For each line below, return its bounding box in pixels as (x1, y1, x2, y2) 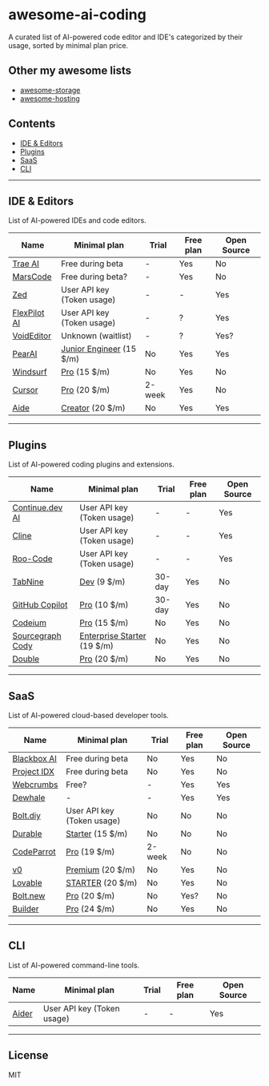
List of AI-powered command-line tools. (8, 960, 140, 970)
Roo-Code (12, 553, 54, 564)
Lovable (12, 878, 42, 888)
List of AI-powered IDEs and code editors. (8, 216, 147, 225)
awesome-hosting (19, 94, 80, 103)
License (8, 1048, 49, 1063)
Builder (12, 903, 39, 914)
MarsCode (12, 271, 52, 282)
